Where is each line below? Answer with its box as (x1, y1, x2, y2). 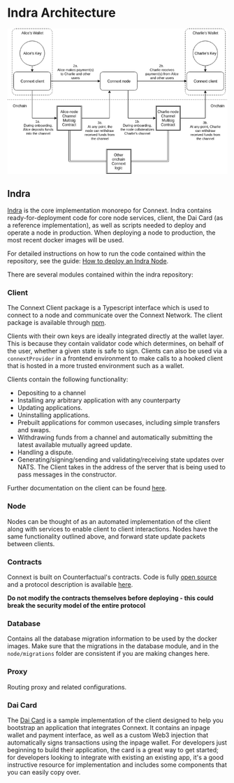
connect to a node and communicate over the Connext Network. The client (7, 311, 223, 319)
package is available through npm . (7, 319, 107, 327)
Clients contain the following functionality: (7, 375, 129, 383)
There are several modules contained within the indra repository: (7, 270, 193, 279)
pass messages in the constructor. (17, 470, 117, 479)
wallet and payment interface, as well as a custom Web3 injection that (7, 731, 209, 739)
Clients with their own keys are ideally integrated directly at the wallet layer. (7, 332, 224, 340)
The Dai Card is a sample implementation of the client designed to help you (7, 716, 224, 724)
